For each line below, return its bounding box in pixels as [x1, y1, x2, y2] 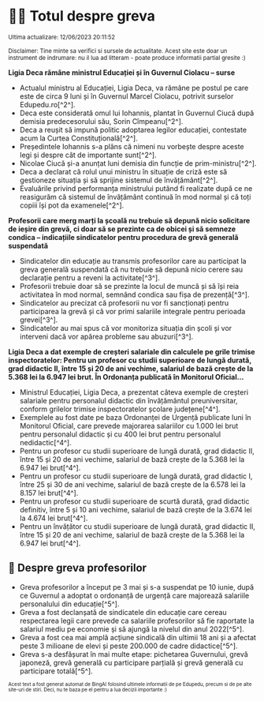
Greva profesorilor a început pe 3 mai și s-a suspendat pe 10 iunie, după [19, 582, 255, 591]
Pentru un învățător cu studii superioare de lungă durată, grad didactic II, [19, 521, 256, 531]
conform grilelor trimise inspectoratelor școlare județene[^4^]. [19, 404, 221, 414]
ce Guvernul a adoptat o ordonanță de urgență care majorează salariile [19, 590, 250, 600]
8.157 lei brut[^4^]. [19, 488, 79, 497]
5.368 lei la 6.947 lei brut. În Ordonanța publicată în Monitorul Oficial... [8, 372, 244, 381]
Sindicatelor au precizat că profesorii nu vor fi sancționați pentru [19, 298, 229, 307]
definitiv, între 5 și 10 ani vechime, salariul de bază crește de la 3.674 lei [19, 504, 252, 514]
